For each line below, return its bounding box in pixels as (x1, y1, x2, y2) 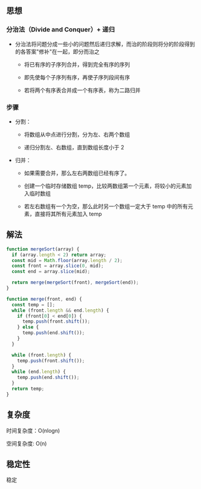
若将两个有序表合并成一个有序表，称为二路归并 (24, 87, 141, 94)
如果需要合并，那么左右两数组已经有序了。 (24, 169, 130, 177)
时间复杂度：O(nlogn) (6, 427, 60, 434)
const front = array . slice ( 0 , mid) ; (11, 263, 104, 269)
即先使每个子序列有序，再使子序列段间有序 (24, 73, 130, 80)
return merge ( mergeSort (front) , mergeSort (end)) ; (11, 280, 139, 286)
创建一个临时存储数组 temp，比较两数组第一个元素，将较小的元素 (24, 182, 187, 189)
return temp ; (11, 386, 45, 392)
